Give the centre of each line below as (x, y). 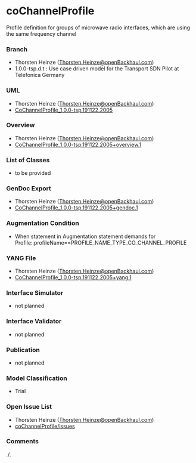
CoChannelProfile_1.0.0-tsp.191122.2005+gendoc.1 (76, 208)
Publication (23, 350)
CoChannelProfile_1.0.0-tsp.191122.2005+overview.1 (78, 144)
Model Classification (37, 378)
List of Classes (28, 160)
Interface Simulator (35, 292)
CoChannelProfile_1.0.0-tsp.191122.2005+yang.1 (73, 277)
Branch (17, 49)
